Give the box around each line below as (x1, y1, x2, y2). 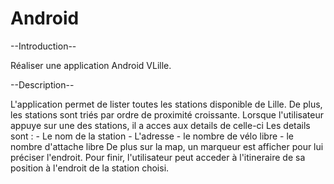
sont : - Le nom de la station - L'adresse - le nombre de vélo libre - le (10, 130, 294, 142)
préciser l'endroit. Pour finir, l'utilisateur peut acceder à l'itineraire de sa (10, 151, 306, 163)
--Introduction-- (10, 40, 77, 52)
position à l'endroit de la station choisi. (10, 162, 170, 174)
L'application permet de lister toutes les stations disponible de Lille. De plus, (10, 98, 323, 110)
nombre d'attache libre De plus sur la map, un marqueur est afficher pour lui (10, 140, 324, 152)
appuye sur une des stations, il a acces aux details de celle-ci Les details (10, 119, 311, 131)
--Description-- (10, 78, 75, 91)
